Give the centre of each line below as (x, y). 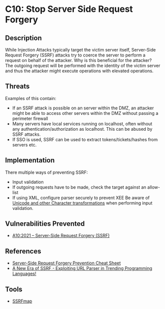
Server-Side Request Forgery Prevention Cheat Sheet (66, 263)
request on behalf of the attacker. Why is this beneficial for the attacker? (78, 60)
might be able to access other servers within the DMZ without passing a (85, 113)
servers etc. (24, 145)
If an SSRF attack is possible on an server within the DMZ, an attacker (83, 108)
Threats (17, 86)
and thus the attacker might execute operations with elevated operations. (79, 71)
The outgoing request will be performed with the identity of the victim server (83, 66)
